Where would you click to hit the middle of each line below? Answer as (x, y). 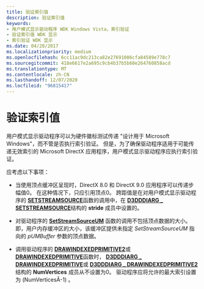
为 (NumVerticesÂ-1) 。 (44, 279)
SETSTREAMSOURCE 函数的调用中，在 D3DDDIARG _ (95, 200)
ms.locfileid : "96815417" (39, 86)
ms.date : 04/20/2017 (33, 46)
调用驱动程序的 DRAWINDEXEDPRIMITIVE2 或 (73, 249)
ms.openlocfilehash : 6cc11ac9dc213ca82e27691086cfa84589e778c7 (89, 57)
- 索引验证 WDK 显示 (30, 40)
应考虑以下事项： (28, 172)
